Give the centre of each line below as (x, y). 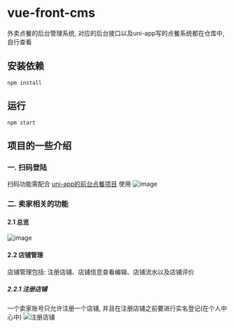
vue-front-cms (51, 13)
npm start (22, 123)
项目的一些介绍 (39, 145)
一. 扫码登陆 (27, 168)
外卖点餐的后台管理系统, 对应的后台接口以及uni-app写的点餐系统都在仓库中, (116, 33)
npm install (24, 83)
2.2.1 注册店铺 (27, 289)
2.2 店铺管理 (25, 254)
